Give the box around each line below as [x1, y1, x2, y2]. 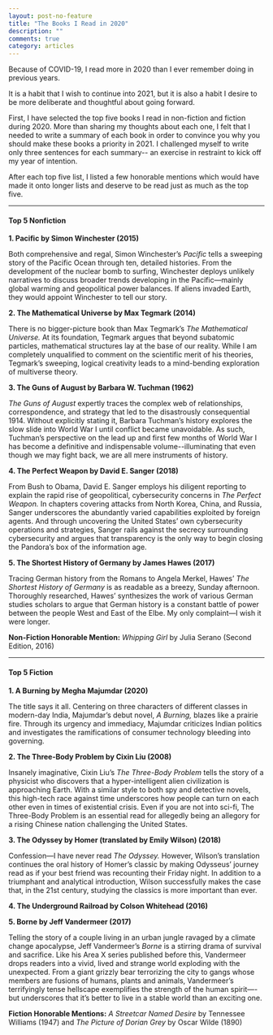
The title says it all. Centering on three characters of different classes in [8, 701, 248, 711]
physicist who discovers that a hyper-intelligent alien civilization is [8, 776, 230, 786]
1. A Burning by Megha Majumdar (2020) [8, 686, 149, 695]
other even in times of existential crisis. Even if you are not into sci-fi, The [8, 802, 254, 812]
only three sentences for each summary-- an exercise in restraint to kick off [8, 148, 262, 158]
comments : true [8, 34, 60, 43]
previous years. [8, 73, 61, 83]
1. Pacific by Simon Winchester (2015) [8, 233, 140, 244]
